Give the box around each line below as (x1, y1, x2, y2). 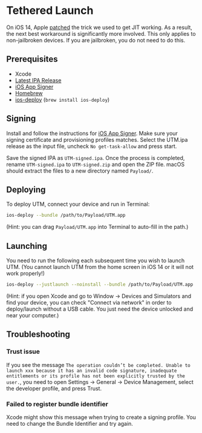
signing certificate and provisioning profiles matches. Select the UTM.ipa (6, 136, 188, 143)
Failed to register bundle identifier (6, 400, 109, 408)
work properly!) (6, 270, 45, 277)
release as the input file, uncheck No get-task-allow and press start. (6, 142, 177, 150)
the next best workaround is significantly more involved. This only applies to (6, 30, 196, 37)
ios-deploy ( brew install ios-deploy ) (15, 96, 110, 103)
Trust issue (6, 348, 41, 356)
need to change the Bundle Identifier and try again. (6, 420, 133, 427)
